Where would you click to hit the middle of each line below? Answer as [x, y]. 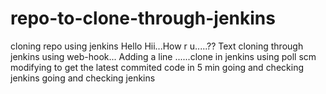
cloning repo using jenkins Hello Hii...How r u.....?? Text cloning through [157, 46]
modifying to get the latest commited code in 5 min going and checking [157, 67]
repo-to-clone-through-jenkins [143, 18]
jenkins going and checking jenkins [83, 78]
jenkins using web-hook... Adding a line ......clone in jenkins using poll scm [163, 56]
